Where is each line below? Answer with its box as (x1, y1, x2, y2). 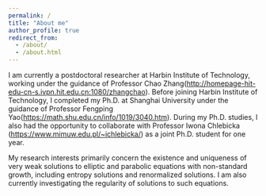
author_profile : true (8, 26, 80, 34)
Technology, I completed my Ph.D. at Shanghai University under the (8, 96, 229, 105)
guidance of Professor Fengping (8, 104, 113, 113)
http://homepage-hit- (186, 79, 256, 88)
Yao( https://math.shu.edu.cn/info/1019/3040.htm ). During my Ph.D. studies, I (8, 113, 258, 121)
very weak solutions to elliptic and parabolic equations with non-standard (8, 162, 248, 171)
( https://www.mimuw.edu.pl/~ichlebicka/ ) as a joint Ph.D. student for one (8, 129, 246, 139)
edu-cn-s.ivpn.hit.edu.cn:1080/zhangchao (8, 87, 146, 96)
